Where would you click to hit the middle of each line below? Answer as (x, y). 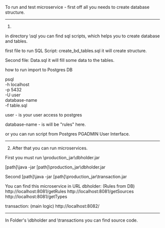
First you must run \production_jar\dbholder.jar (52, 157)
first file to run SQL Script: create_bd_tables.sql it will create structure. (76, 51)
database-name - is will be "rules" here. (45, 124)
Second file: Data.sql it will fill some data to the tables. (60, 60)
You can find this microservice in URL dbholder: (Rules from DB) (70, 186)
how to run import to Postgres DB (39, 70)
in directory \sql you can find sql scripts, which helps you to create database (82, 36)
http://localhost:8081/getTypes (36, 197)
